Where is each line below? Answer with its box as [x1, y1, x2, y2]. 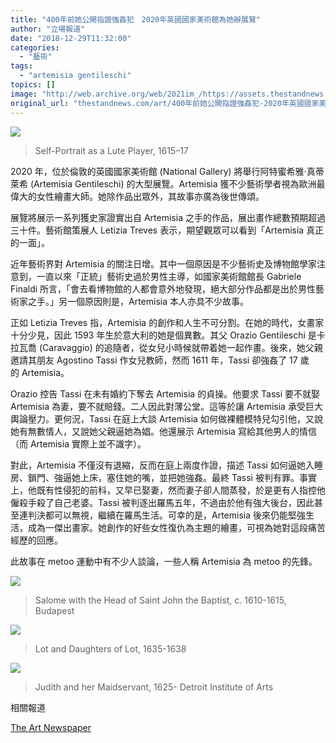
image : [10, 89, 38, 99]
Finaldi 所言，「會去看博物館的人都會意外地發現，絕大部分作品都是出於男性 [10, 282, 317, 295]
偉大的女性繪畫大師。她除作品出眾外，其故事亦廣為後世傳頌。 [10, 190, 265, 202]
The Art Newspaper [10, 721, 92, 733]
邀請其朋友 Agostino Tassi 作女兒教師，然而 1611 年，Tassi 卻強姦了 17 [10, 354, 298, 366]
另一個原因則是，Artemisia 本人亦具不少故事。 [58, 295, 249, 307]
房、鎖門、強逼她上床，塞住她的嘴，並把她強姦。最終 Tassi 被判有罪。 [10, 471, 300, 483]
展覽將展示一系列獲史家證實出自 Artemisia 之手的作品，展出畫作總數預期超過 [10, 211, 326, 223]
